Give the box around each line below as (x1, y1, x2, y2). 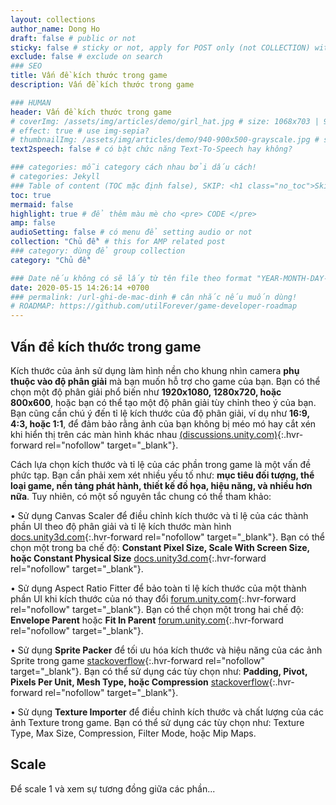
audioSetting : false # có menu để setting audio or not (10, 227, 253, 238)
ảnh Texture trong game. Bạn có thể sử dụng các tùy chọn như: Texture (10, 716, 305, 728)
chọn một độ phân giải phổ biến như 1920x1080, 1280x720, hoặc (10, 386, 282, 398)
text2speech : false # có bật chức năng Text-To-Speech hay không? (10, 144, 293, 155)
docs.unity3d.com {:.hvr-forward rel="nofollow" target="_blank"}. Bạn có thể (10, 531, 325, 543)
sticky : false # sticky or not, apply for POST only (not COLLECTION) (10, 42, 311, 53)
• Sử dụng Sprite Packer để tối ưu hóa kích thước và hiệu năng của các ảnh (10, 644, 323, 656)
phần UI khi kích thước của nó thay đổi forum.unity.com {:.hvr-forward (10, 592, 297, 605)
